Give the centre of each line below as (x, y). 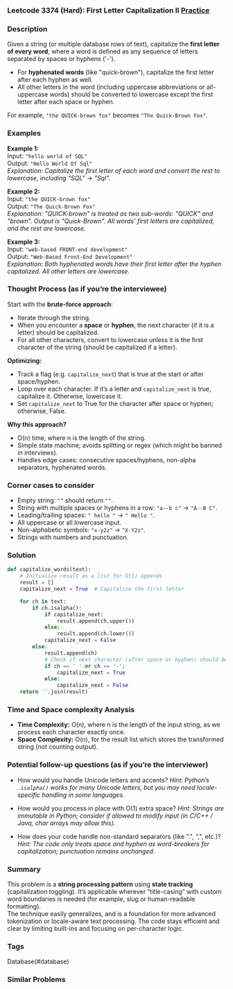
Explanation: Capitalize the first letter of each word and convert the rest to (114, 170)
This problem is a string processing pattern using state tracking (100, 884)
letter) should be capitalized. (58, 332)
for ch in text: (43, 601)
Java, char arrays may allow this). (66, 823)
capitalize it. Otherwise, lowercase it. (70, 396)
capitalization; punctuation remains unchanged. (86, 851)
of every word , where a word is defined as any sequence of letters (103, 51)
